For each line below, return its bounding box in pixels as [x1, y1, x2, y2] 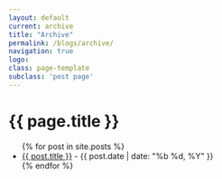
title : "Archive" [8, 30, 74, 39]
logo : [8, 55, 29, 64]
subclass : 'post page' [8, 72, 94, 81]
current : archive [8, 22, 74, 31]
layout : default [8, 13, 69, 23]
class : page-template [8, 64, 90, 73]
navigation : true [8, 47, 74, 56]
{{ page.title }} [8, 110, 120, 131]
